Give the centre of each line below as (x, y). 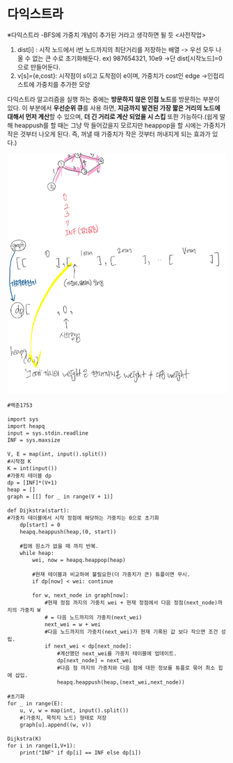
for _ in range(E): (35, 704)
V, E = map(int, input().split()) (57, 454)
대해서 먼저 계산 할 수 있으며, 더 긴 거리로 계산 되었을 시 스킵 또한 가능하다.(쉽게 (113, 116)
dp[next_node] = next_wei (94, 661)
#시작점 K (19, 462)
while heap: (37, 554)
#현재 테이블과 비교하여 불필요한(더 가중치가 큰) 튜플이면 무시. (111, 575)
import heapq (26, 426)
